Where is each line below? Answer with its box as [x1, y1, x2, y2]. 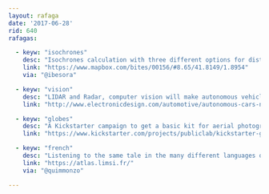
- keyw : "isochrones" [15, 49, 88, 57]
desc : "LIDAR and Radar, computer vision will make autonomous [22, 93, 239, 101]
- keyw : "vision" [15, 85, 74, 93]
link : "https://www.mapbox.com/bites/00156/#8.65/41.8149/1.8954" [22, 63, 249, 72]
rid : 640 [8, 26, 38, 34]
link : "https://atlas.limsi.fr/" [22, 159, 134, 167]
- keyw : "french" [15, 144, 74, 152]
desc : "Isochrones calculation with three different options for [22, 56, 246, 64]
